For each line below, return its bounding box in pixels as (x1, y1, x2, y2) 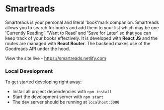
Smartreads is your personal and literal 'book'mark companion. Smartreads (5, 19, 159, 25)
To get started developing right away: (5, 79, 82, 85)
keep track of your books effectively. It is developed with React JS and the (5, 35, 158, 41)
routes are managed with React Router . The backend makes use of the (5, 40, 151, 46)
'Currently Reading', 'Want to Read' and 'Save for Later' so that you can (5, 30, 152, 36)
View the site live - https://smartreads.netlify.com (5, 55, 106, 61)
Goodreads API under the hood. (5, 46, 71, 52)
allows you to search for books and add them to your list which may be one (5, 24, 159, 30)
